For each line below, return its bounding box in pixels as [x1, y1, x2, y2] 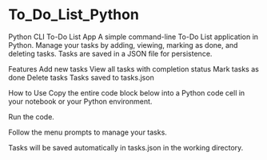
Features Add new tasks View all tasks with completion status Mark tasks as [8, 64, 260, 73]
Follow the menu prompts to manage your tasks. [8, 127, 168, 137]
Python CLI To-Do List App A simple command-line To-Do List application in [8, 32, 258, 41]
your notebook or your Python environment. [8, 96, 153, 106]
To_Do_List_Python [8, 6, 140, 24]
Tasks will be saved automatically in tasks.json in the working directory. [8, 142, 244, 152]
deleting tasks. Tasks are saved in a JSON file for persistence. [8, 49, 213, 58]
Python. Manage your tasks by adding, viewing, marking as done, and [8, 40, 238, 49]
